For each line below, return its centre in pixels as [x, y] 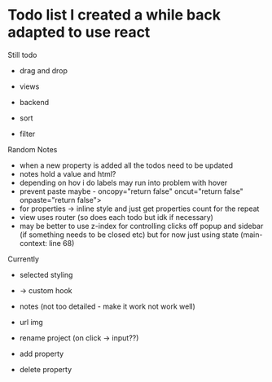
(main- [252, 235]
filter [27, 134]
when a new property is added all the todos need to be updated [126, 165]
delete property [46, 369]
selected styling [46, 274]
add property [42, 353]
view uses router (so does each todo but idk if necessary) [116, 217]
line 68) [62, 243]
